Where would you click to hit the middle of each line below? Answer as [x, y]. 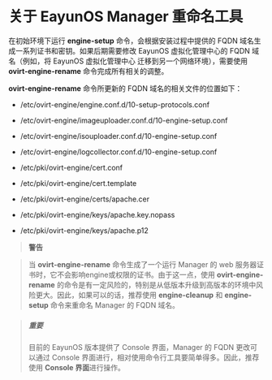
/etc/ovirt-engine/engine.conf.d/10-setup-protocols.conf [114, 104]
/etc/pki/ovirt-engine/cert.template [78, 183]
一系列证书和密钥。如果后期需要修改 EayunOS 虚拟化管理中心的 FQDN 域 [137, 50]
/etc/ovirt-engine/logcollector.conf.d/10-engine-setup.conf [119, 152]
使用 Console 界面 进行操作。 [77, 367]
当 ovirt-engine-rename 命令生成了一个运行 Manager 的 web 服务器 [142, 264]
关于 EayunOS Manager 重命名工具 [126, 17]
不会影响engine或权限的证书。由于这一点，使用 [136, 274]
